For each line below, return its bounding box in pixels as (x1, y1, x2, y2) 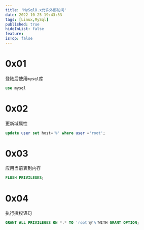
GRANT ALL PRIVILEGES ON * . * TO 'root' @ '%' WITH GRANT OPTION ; (5, 220, 139, 225)
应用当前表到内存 (5, 165, 41, 171)
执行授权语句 (5, 210, 32, 216)
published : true (5, 21, 40, 27)
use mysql (5, 85, 26, 91)
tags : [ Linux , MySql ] (5, 17, 49, 22)
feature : (5, 31, 24, 36)
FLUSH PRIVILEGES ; (5, 175, 44, 181)
